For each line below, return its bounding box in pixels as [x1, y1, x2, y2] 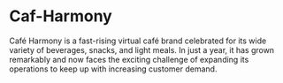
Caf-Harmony [9, 6, 112, 26]
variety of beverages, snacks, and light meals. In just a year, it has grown [9, 44, 275, 55]
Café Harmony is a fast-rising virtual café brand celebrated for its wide [9, 35, 267, 46]
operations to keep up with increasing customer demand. [9, 64, 218, 74]
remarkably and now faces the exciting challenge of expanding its [9, 54, 249, 64]
